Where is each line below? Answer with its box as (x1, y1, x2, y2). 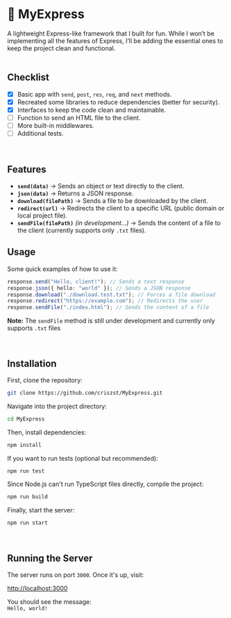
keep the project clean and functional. (7, 44, 116, 52)
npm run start (7, 519, 49, 527)
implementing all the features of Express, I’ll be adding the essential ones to (7, 36, 223, 44)
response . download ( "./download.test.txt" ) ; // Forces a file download (7, 291, 216, 298)
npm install (7, 441, 42, 448)
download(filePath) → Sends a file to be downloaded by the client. (17, 196, 208, 204)
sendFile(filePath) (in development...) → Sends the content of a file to (17, 218, 221, 227)
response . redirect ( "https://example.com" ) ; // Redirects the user (7, 298, 203, 304)
